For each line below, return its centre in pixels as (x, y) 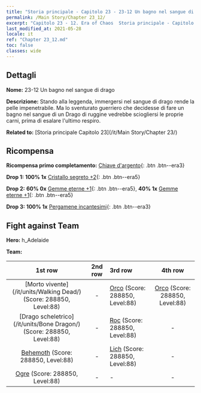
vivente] (57, 284)
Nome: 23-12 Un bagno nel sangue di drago (61, 90)
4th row (173, 270)
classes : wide (24, 51)
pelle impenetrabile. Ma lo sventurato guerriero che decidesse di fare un (95, 108)
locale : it (20, 34)
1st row (47, 270)
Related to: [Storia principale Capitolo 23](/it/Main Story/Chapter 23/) (92, 132)
